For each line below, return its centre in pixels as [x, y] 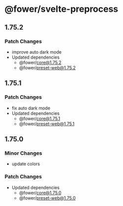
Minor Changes [23, 153]
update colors [26, 164]
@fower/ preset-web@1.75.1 [47, 124]
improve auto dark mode [37, 52]
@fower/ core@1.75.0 [40, 193]
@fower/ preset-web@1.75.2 [47, 68]
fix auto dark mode [31, 108]
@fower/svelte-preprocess [61, 9]
